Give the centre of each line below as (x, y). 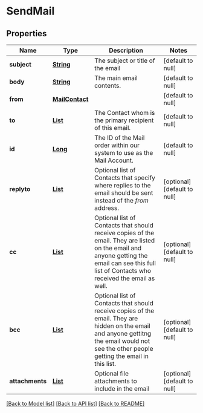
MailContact (70, 99)
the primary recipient (124, 120)
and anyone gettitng (123, 333)
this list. (105, 364)
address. (107, 208)
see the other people (124, 349)
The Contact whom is (125, 113)
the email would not (122, 341)
